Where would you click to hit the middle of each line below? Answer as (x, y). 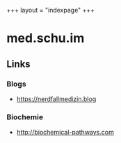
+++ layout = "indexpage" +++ (51, 10)
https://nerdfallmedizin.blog (56, 99)
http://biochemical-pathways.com (65, 133)
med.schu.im (46, 38)
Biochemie (25, 116)
